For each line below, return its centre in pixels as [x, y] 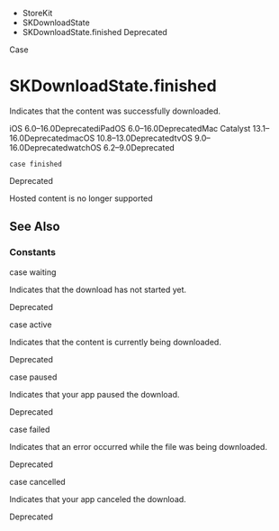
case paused [33, 377]
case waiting [33, 272]
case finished [36, 164]
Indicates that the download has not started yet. [98, 289]
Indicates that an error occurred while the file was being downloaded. [139, 446]
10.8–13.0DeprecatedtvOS [145, 138]
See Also [35, 227]
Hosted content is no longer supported [81, 198]
